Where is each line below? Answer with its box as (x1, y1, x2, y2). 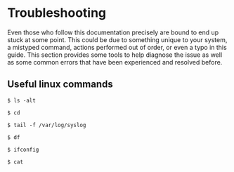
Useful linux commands (7, 79, 114, 91)
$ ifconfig (7, 146, 39, 153)
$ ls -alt (7, 97, 37, 104)
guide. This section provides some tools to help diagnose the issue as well (7, 51, 223, 59)
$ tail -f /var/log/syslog (7, 121, 86, 128)
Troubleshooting (7, 5, 107, 21)
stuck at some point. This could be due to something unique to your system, (7, 35, 228, 44)
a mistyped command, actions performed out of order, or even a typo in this (7, 43, 227, 51)
